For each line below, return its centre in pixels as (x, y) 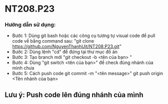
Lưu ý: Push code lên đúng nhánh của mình (74, 95)
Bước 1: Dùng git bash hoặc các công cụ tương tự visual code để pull (83, 36)
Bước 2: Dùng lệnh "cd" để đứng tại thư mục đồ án (65, 52)
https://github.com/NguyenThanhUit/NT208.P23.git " (67, 47)
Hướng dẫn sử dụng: (30, 25)
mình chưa (23, 68)
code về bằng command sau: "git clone (53, 41)
